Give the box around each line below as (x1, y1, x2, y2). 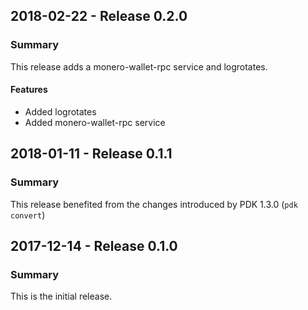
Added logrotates (24, 105, 97, 118)
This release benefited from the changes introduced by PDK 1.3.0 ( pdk (10, 198, 298, 210)
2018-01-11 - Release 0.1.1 (10, 145, 173, 163)
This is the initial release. (10, 290, 113, 303)
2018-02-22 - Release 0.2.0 (10, 8, 188, 25)
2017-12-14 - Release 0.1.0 (10, 237, 178, 254)
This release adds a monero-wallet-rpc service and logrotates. (10, 60, 268, 73)
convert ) (10, 209, 46, 221)
